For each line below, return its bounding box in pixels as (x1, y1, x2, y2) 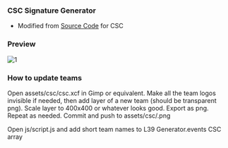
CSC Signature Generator (7, 6, 97, 16)
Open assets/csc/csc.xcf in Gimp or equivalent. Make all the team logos (7, 89, 217, 97)
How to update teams (7, 73, 83, 82)
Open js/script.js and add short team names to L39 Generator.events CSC (7, 125, 222, 133)
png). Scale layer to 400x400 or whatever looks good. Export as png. (7, 104, 210, 112)
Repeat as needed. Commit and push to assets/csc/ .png (7, 111, 171, 120)
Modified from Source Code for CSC (17, 22, 124, 30)
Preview (7, 39, 36, 49)
